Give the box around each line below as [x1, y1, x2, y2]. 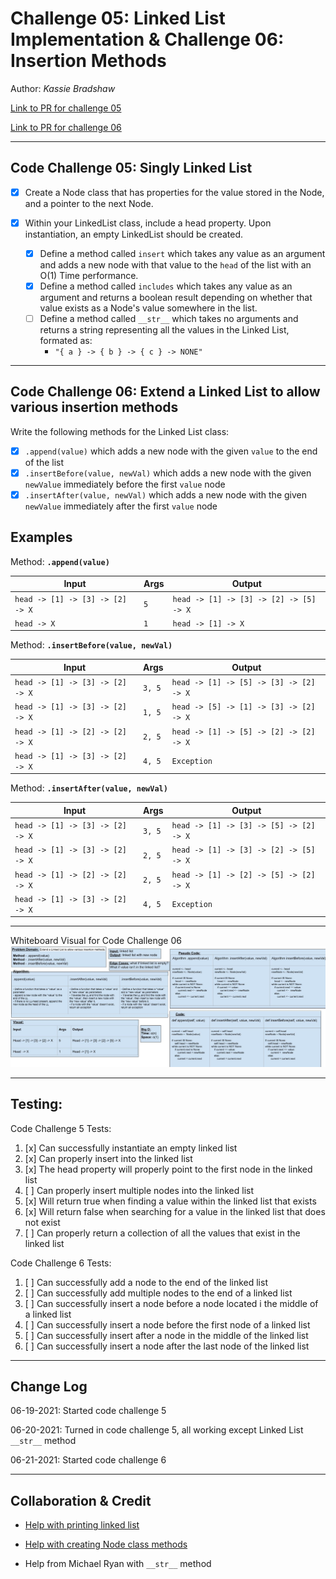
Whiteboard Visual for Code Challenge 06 [10, 935, 182, 947]
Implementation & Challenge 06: [10, 28, 285, 51]
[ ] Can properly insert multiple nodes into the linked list [24, 1184, 255, 1196]
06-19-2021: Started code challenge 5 [10, 1405, 167, 1417]
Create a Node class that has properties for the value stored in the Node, [24, 186, 325, 198]
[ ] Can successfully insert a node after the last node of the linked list [24, 1340, 310, 1352]
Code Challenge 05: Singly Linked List [10, 160, 253, 177]
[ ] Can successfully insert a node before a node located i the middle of [24, 1297, 319, 1309]
